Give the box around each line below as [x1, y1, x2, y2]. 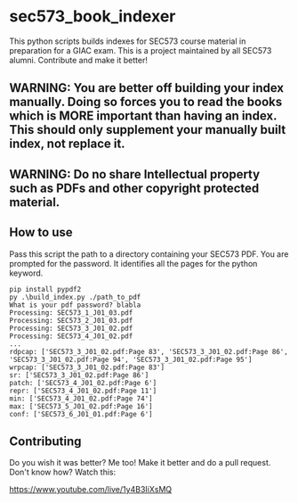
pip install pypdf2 [9, 284, 82, 293]
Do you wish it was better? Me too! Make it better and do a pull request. [9, 458, 271, 468]
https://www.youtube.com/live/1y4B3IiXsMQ [9, 484, 172, 495]
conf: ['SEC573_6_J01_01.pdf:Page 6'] [9, 409, 153, 418]
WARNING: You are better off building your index [9, 80, 285, 95]
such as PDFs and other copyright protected [9, 180, 260, 195]
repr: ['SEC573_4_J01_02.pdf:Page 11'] [9, 386, 157, 395]
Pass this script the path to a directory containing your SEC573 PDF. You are [9, 248, 289, 260]
